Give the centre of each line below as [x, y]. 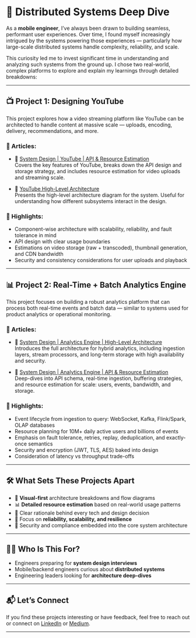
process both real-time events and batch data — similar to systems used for [97, 308]
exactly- [176, 437]
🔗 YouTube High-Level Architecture [57, 189]
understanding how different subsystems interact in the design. [91, 201]
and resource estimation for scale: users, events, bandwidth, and [92, 385]
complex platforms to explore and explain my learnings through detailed [92, 70]
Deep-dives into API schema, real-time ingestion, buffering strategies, [98, 378]
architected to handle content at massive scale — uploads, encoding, [89, 125]
